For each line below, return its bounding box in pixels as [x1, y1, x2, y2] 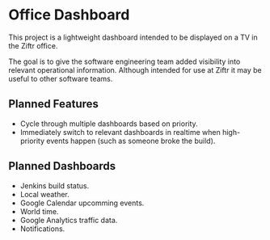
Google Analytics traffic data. [19, 215, 118, 225]
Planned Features [8, 97, 99, 111]
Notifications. [19, 224, 65, 234]
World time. [19, 206, 59, 216]
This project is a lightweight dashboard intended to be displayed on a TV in [8, 32, 258, 42]
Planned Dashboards [8, 159, 116, 173]
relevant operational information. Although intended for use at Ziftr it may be [8, 65, 263, 74]
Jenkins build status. [19, 180, 90, 191]
